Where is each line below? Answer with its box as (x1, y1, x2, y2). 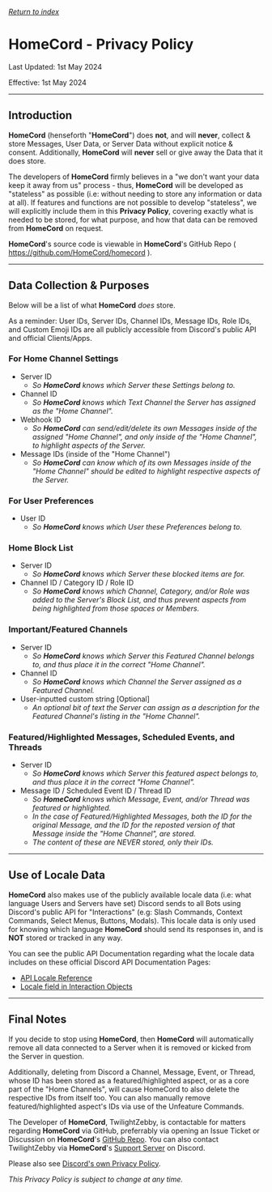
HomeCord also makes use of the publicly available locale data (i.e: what (8, 890, 252, 900)
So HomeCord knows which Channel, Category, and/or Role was (32, 586, 250, 596)
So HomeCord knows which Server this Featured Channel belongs (32, 651, 255, 661)
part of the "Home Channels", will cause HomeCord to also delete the (8, 1084, 240, 1094)
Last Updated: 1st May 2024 (8, 62, 103, 71)
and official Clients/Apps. (8, 333, 93, 343)
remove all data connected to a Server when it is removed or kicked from (8, 1042, 252, 1052)
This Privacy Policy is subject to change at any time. (8, 1174, 184, 1184)
